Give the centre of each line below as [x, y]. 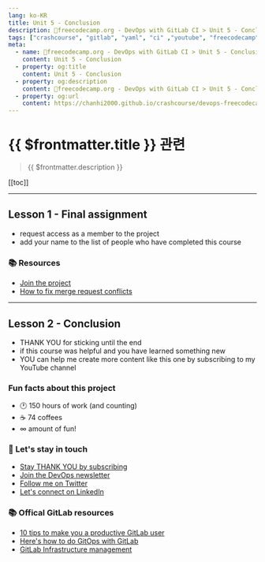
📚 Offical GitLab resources [61, 512]
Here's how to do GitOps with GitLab [79, 541]
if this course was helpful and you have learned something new [123, 351]
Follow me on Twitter [54, 483]
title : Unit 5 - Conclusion [54, 23]
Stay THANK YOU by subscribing [73, 467]
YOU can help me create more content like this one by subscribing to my [137, 359]
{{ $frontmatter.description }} [75, 167]
